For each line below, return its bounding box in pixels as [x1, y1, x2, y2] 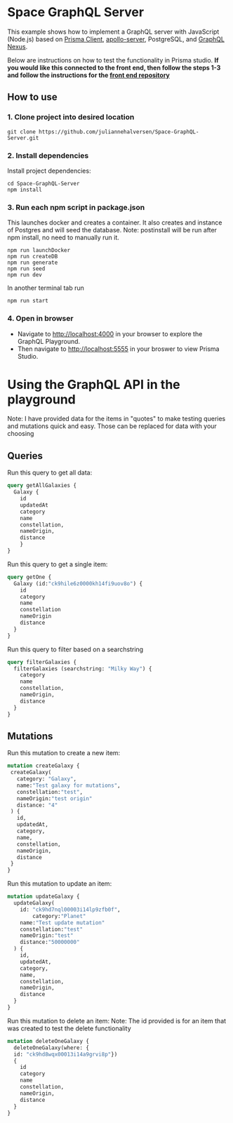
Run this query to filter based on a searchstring [7, 645, 144, 653]
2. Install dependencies [7, 150, 89, 160]
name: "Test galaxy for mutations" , [16, 782, 121, 789]
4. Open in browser [7, 314, 74, 324]
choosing [7, 430, 34, 438]
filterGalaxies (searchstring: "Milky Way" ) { [13, 665, 152, 672]
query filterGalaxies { [7, 658, 77, 665]
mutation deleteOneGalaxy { [7, 1037, 90, 1044]
